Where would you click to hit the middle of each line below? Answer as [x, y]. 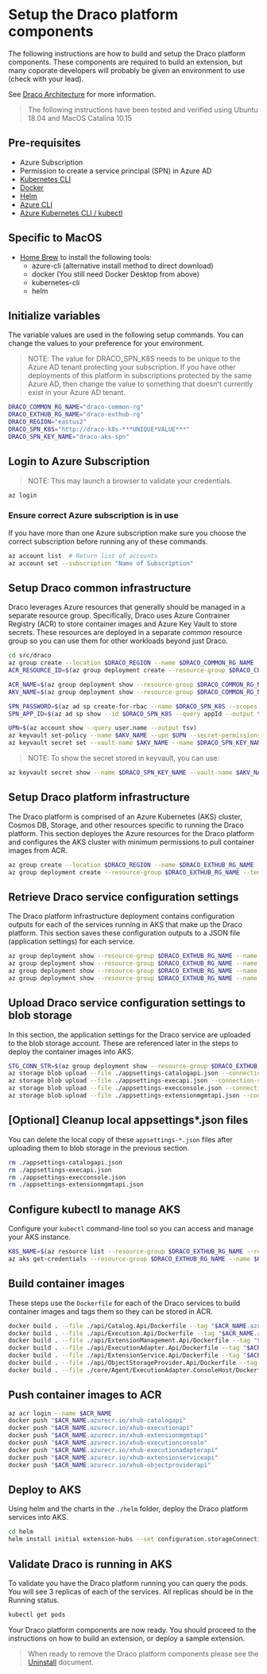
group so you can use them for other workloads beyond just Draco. [118, 641]
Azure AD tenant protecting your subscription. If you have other [132, 367]
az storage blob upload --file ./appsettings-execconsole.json [115, 1088]
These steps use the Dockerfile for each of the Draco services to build [124, 1303]
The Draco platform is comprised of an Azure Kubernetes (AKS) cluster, [126, 816]
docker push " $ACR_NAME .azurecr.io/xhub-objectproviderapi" [110, 1465]
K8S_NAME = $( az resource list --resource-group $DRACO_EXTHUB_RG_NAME [126, 1252]
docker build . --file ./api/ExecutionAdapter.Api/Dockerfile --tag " [128, 1348]
